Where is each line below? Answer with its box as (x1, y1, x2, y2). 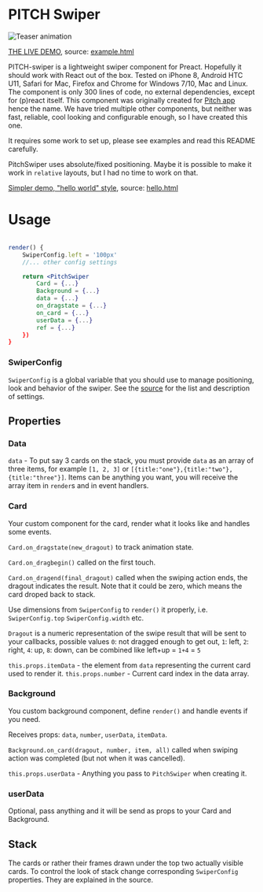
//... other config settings (22, 258, 118, 266)
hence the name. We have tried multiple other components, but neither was (8, 104, 253, 113)
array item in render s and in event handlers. (8, 481, 149, 490)
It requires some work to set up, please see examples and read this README (8, 135, 256, 145)
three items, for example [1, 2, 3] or (8, 465, 130, 474)
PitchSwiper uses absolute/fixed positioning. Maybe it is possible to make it (8, 159, 252, 168)
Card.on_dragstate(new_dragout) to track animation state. (8, 542, 194, 552)
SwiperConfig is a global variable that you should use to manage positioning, (8, 375, 254, 384)
